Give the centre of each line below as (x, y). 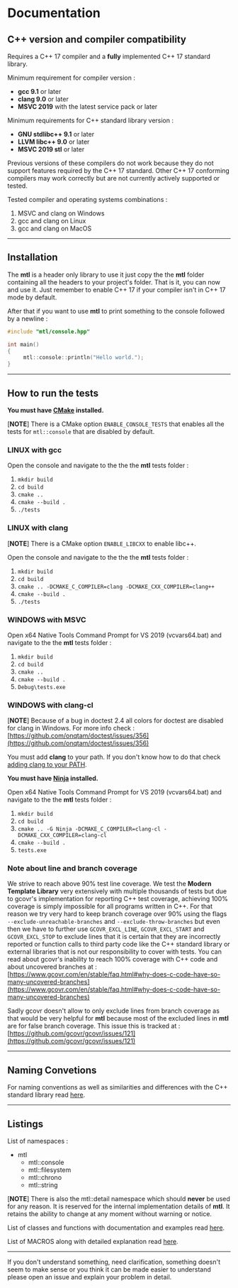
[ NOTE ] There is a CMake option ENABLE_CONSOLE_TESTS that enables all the (116, 424)
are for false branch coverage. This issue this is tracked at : (94, 1026)
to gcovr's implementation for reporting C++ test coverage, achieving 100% (118, 899)
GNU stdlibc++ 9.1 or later (56, 134)
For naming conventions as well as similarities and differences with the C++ (118, 1087)
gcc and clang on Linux (52, 221)
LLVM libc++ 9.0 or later (53, 142)
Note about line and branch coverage (73, 868)
